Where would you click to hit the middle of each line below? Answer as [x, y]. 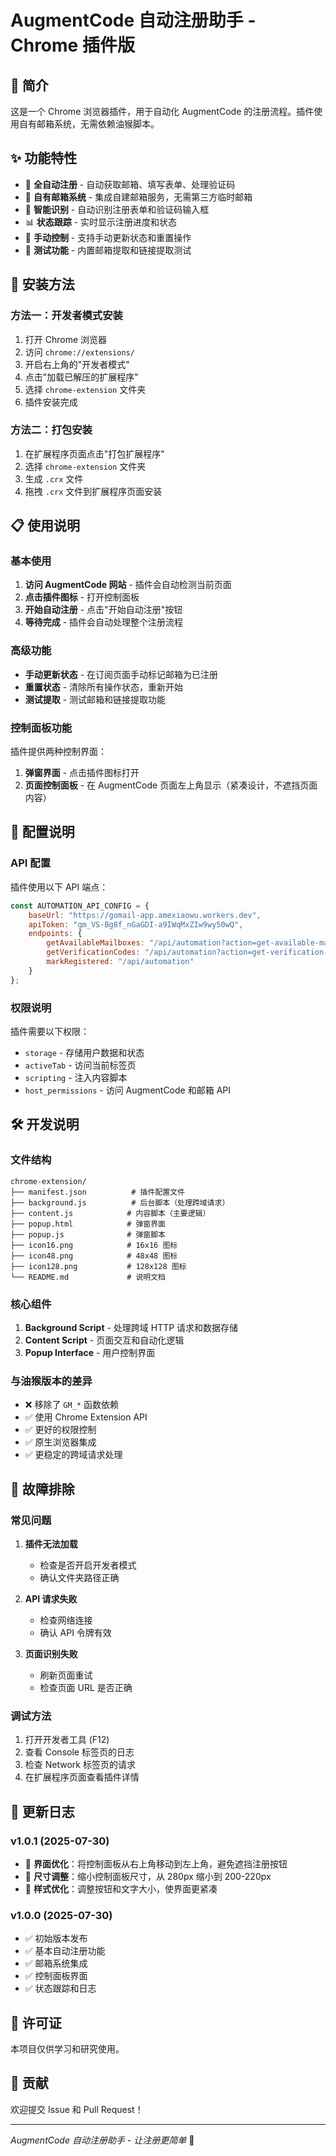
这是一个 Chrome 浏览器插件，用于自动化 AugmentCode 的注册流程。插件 [162, 111]
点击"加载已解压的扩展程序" [81, 377]
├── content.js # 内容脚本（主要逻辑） [110, 1213]
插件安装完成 [51, 402]
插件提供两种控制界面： [58, 752]
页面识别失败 [51, 1653]
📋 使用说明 [45, 526]
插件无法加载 [51, 1543]
